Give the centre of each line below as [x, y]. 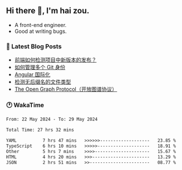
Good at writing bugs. [41, 31]
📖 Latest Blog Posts [34, 46]
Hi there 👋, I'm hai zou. [48, 11]
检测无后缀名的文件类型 [43, 82]
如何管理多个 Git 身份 [40, 67]
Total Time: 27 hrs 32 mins [40, 130]
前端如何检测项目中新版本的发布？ [55, 60]
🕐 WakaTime [25, 105]
